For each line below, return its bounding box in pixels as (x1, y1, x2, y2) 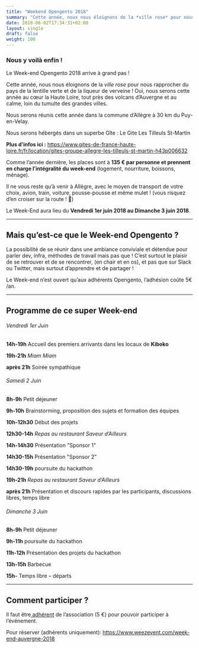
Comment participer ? (6, 595, 89, 605)
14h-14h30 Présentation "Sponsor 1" (6, 442, 97, 449)
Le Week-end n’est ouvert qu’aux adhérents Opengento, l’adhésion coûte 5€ (6, 276, 192, 283)
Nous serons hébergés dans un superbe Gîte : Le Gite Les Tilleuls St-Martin (6, 129, 191, 137)
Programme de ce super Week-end (6, 305, 138, 315)
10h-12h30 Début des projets (6, 418, 78, 425)
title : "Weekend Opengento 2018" (6, 8, 89, 15)
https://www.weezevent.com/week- (102, 628, 190, 636)
